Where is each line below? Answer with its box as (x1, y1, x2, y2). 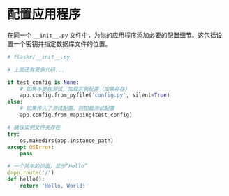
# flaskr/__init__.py (7, 53, 71, 60)
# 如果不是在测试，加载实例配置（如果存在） (20, 85, 131, 92)
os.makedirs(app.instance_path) (20, 137, 114, 144)
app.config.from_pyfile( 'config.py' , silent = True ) (20, 92, 170, 99)
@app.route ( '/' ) (7, 169, 54, 176)
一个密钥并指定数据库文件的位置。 (13, 39, 112, 48)
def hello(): (7, 176, 45, 183)
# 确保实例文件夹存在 (7, 124, 61, 131)
